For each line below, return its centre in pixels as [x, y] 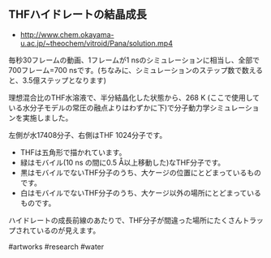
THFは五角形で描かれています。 [73, 152]
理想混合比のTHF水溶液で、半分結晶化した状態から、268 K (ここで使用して [134, 97]
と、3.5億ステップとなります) [58, 80]
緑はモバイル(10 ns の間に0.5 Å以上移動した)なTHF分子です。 [123, 162]
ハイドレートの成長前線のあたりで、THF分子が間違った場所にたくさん [125, 220]
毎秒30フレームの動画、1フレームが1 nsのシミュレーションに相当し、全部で [134, 60]
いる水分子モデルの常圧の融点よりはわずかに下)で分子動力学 [109, 107]
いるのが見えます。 [68, 230]
